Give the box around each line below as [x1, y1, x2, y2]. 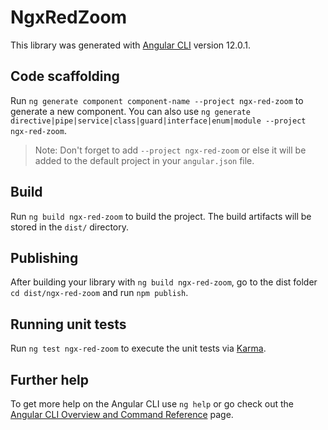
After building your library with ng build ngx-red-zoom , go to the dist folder [10, 276, 318, 288]
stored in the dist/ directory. [10, 221, 130, 233]
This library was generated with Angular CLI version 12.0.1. [10, 39, 251, 51]
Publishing [10, 249, 79, 266]
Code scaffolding [10, 68, 120, 85]
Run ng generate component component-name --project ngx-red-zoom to [10, 94, 304, 106]
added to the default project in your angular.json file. [34, 154, 255, 166]
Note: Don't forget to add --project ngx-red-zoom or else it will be [34, 144, 307, 156]
